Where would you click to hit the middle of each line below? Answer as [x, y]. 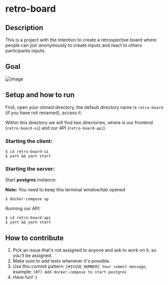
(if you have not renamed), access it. [44, 112]
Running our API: [23, 209]
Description [24, 28]
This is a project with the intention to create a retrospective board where [81, 40]
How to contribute [35, 238]
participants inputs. [25, 51]
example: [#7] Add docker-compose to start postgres [70, 272]
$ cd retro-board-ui [27, 151]
